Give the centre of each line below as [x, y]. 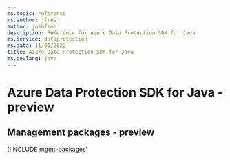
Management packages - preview [81, 133]
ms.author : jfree [32, 20]
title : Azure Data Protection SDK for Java [71, 52]
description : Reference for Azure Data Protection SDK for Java [101, 33]
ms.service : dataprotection [48, 39]
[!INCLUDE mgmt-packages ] [48, 149]
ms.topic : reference [37, 13]
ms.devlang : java [32, 59]
